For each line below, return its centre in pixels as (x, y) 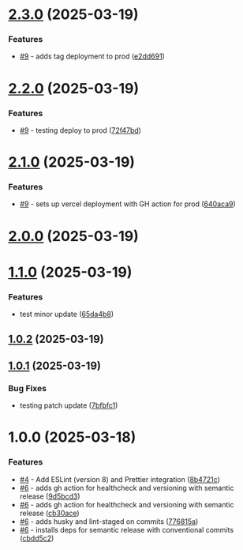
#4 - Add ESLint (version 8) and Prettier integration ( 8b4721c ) (120, 479)
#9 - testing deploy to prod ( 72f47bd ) (80, 130)
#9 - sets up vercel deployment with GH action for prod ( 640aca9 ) (128, 204)
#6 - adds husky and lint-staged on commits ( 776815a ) (109, 521)
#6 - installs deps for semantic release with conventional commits (127, 529)
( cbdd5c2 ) (37, 538)
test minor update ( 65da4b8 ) (67, 315)
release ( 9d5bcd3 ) (50, 496)
